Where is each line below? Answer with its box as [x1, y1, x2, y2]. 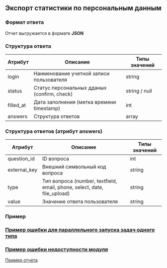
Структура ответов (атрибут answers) [5, 128, 103, 135]
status [7, 87, 22, 94]
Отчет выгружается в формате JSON [5, 30, 84, 36]
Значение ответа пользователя [42, 198, 118, 205]
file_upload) [42, 190, 70, 197]
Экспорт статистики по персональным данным [5, 4, 162, 12]
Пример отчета [5, 257, 38, 263]
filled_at [7, 101, 26, 108]
